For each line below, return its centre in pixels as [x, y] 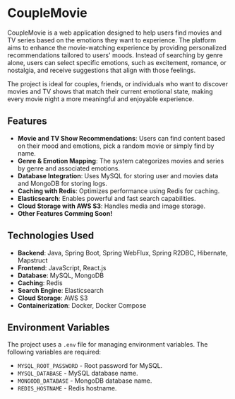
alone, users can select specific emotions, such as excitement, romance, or [117, 62]
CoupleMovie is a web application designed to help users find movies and [115, 33]
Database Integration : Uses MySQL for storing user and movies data [118, 175]
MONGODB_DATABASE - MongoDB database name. [85, 381]
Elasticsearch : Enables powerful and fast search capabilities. [107, 198]
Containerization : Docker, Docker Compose [82, 305]
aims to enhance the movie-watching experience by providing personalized [117, 47]
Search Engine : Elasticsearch [60, 290]
